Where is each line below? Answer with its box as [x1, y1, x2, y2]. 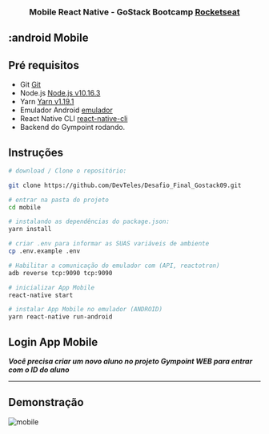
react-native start [8, 291, 74, 299]
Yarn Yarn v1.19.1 [19, 97, 74, 107]
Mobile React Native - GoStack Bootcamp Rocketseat [29, 6, 240, 18]
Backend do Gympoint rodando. [19, 123, 126, 132]
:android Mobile [8, 31, 89, 45]
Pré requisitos [8, 59, 80, 72]
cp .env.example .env [8, 247, 81, 255]
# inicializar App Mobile [8, 283, 94, 291]
